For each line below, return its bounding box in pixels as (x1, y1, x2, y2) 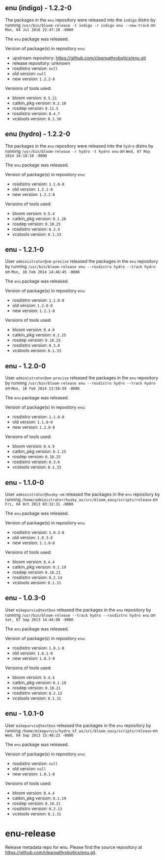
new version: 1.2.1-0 (12, 308, 55, 313)
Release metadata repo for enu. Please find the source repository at (5, 844, 142, 850)
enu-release (5, 828, 56, 839)
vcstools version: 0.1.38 (12, 115, 61, 122)
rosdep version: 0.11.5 (12, 105, 59, 111)
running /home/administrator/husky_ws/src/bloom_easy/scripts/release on (5, 496, 158, 502)
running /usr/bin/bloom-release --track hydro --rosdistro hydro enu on (5, 612, 156, 618)
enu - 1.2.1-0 (5, 245, 44, 254)
